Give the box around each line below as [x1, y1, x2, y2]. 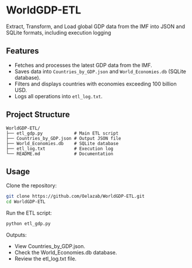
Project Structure [6, 109, 70, 120]
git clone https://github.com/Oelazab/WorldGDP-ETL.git [6, 194, 145, 200]
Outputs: [6, 232, 27, 238]
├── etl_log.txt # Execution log [6, 146, 114, 152]
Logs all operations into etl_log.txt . [14, 92, 103, 99]
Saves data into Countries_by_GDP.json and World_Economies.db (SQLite [14, 68, 187, 75]
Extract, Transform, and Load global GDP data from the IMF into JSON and [6, 23, 186, 30]
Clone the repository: [6, 182, 57, 189]
